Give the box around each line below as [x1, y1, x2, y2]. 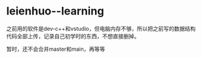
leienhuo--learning [6, 4, 105, 18]
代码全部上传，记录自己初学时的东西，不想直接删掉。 [6, 32, 140, 40]
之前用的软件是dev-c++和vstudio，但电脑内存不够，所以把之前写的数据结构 [6, 25, 196, 32]
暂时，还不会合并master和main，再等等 [6, 45, 105, 53]
